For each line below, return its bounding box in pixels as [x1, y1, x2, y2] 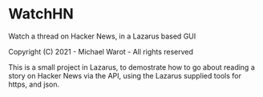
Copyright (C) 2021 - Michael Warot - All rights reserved [8, 46, 194, 56]
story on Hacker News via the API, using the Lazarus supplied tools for [8, 71, 242, 80]
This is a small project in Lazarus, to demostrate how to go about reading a [8, 62, 255, 72]
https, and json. [8, 79, 60, 89]
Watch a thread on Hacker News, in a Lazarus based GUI [8, 31, 196, 41]
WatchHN [8, 5, 74, 23]
